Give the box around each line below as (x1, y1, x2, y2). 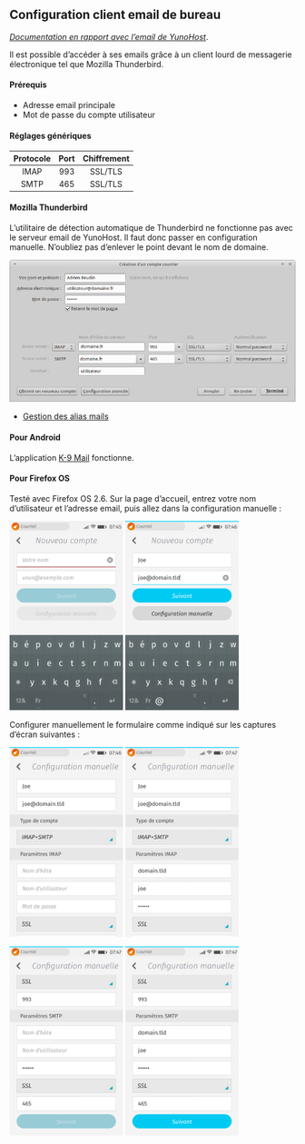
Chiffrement (83, 153, 130, 164)
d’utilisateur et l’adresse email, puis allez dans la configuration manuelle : (9, 502, 282, 513)
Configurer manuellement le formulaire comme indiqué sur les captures (9, 720, 277, 731)
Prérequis (9, 79, 47, 90)
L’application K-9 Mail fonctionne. (9, 452, 134, 463)
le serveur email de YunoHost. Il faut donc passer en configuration (9, 232, 258, 243)
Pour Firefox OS (9, 473, 70, 484)
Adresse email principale (22, 100, 116, 111)
